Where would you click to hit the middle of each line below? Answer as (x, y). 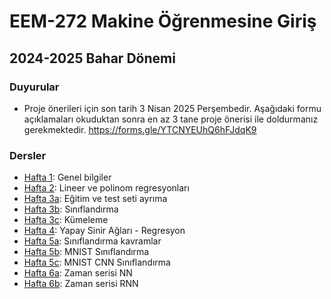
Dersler (28, 155)
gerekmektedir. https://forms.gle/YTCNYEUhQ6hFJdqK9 (140, 129)
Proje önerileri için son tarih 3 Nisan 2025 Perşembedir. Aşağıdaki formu (172, 108)
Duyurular (34, 87)
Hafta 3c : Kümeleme (66, 220)
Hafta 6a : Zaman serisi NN (78, 273)
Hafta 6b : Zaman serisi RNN (81, 284)
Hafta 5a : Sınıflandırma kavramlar (92, 241)
